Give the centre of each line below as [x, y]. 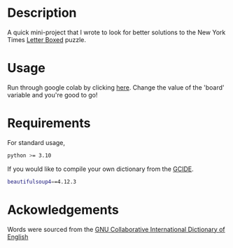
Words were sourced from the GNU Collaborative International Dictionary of [116, 229]
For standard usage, [36, 142]
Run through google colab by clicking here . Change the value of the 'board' [116, 87]
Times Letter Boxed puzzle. [47, 39]
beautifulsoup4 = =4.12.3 [42, 181]
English [18, 237]
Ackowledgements [63, 210]
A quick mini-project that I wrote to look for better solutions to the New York [116, 32]
